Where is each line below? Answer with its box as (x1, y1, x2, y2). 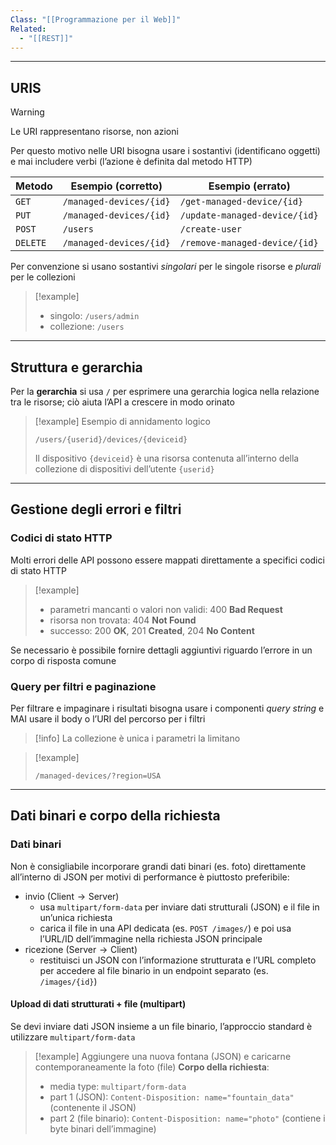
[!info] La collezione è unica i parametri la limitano (34, 732, 241, 744)
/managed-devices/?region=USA (34, 771, 162, 781)
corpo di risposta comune (10, 654, 117, 666)
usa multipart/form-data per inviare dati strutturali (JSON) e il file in (39, 901, 320, 913)
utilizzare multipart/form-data (10, 1031, 136, 1043)
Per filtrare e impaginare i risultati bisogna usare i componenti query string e (10, 702, 325, 714)
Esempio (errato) (208, 179, 291, 193)
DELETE (15, 237, 47, 249)
